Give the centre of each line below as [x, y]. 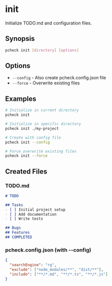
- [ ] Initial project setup [35, 210]
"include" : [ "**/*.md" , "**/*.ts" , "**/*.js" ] [59, 274]
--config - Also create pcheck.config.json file [59, 78]
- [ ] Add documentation [31, 214]
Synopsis [20, 39]
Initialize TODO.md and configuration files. [49, 23]
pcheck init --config [28, 142]
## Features [17, 233]
